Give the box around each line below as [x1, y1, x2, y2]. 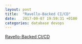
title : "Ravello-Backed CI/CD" [5, 12, 71, 16]
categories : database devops [5, 20, 64, 26]
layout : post [5, 7, 32, 12]
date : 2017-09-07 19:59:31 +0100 [5, 16, 78, 21]
